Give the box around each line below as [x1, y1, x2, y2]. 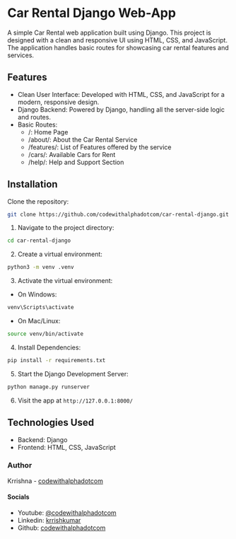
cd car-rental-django [7, 237, 71, 245]
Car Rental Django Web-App [7, 5, 177, 21]
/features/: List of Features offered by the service [28, 143, 172, 151]
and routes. [17, 112, 52, 121]
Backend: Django [17, 435, 68, 444]
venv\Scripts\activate [7, 304, 74, 311]
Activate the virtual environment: [17, 277, 113, 285]
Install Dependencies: [17, 343, 81, 352]
